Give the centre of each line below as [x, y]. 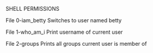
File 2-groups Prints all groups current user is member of [76, 44]
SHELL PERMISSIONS [33, 9]
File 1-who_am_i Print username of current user [64, 32]
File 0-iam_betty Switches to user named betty [64, 20]
